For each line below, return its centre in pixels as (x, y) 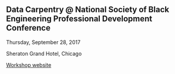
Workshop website (29, 65)
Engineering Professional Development (79, 19)
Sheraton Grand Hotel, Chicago (44, 53)
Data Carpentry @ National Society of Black (87, 10)
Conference (28, 28)
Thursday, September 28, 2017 (43, 42)
